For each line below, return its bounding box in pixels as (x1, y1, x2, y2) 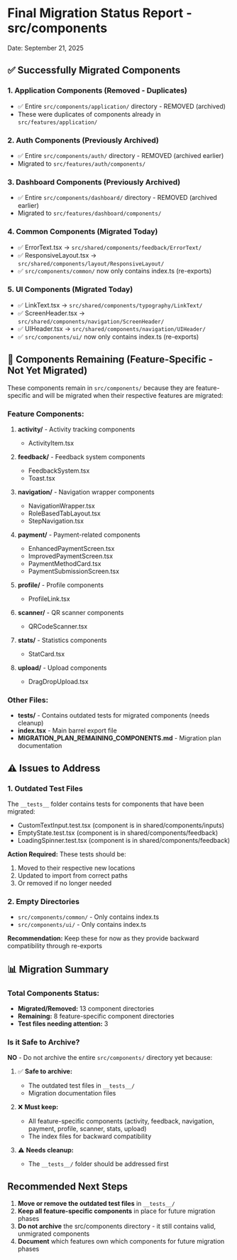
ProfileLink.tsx (28, 594, 70, 603)
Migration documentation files (28, 1089, 116, 1098)
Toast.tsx (28, 473, 55, 482)
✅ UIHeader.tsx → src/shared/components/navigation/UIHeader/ (17, 324, 206, 332)
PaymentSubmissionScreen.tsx (28, 567, 119, 575)
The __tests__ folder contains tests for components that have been (7, 799, 204, 808)
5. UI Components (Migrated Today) (7, 285, 133, 295)
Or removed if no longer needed (17, 878, 112, 887)
